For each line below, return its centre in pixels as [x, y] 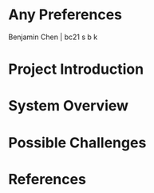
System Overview [69, 106]
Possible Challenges [77, 143]
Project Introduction [76, 69]
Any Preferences [65, 15]
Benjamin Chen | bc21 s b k [53, 37]
